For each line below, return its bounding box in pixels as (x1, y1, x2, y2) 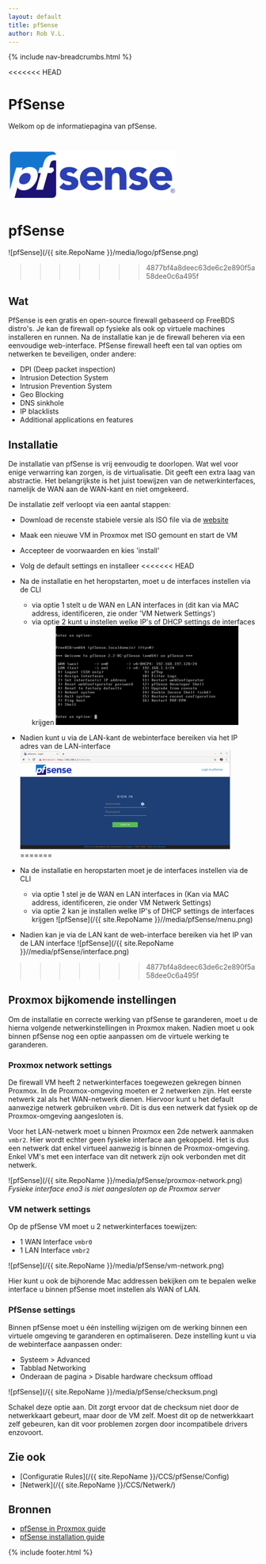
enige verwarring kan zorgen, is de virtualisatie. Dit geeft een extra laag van (8, 467, 256, 477)
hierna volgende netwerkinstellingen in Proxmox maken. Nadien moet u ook (8, 1023, 255, 1032)
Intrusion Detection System (19, 373, 108, 383)
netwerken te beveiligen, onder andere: (8, 349, 137, 359)
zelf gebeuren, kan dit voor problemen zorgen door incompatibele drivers (8, 1419, 248, 1429)
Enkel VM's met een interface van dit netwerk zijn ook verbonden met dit (8, 1152, 246, 1162)
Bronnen (8, 1502, 51, 1516)
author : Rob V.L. (8, 29, 66, 37)
